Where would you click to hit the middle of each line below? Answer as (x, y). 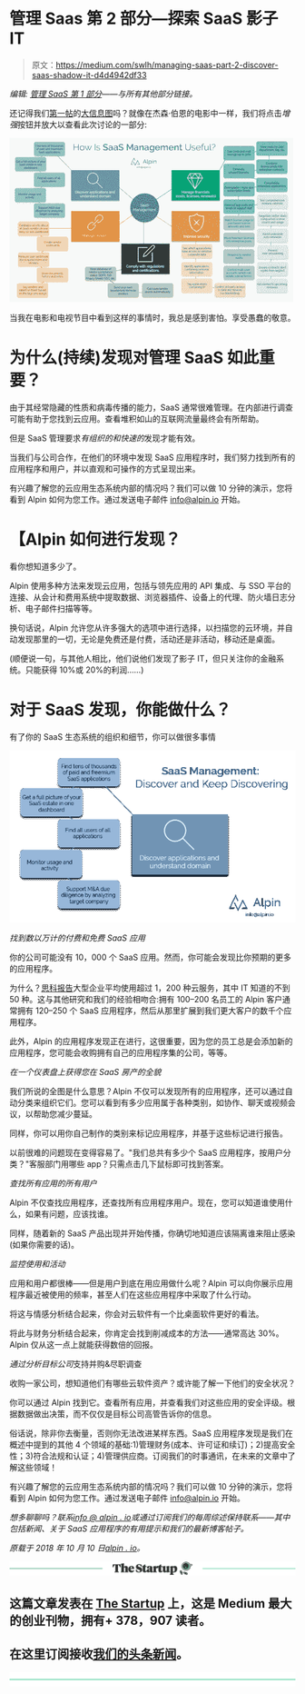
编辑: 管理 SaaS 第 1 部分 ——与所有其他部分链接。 (103, 94)
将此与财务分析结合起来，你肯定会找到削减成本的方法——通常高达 (133, 1333)
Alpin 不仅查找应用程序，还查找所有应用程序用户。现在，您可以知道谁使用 (148, 1203)
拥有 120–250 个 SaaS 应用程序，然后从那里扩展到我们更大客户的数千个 (150, 1011)
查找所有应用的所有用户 (53, 1183)
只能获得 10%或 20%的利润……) (84, 670)
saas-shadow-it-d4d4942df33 (89, 75)
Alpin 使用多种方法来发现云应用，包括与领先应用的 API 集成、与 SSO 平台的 (151, 585)
